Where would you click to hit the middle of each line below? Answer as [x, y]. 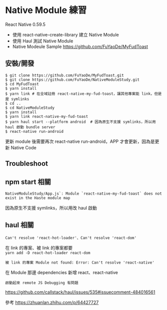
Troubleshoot [27, 163]
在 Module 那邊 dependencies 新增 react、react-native [62, 272]
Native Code [23, 147]
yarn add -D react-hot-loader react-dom [48, 253]
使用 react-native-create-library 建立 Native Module [65, 34]
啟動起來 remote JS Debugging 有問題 [42, 283]
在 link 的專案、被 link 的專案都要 [39, 248]
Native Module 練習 [46, 10]
